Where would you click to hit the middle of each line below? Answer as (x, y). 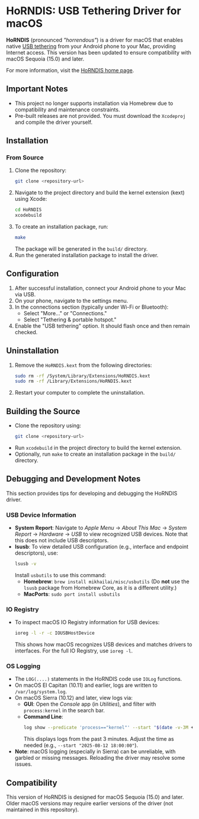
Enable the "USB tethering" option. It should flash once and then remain (102, 326)
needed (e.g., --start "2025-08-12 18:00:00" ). (81, 746)
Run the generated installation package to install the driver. (86, 255)
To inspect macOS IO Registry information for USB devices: (87, 622)
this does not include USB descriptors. (62, 540)
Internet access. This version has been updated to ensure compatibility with (99, 52)
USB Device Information (41, 515)
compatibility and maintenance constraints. (67, 109)
